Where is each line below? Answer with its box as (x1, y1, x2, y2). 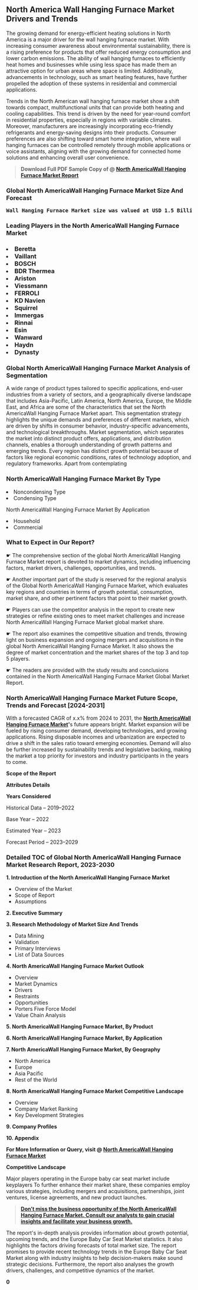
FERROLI (14, 289, 39, 297)
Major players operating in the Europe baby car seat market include (6, 1175, 170, 1183)
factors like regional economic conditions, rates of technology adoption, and (6, 454, 192, 461)
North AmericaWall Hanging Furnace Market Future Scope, (6, 694, 178, 702)
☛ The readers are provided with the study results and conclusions (6, 667, 169, 674)
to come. (6, 759, 28, 766)
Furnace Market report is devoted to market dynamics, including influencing (6, 558, 190, 565)
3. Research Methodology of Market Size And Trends (6, 921, 138, 928)
